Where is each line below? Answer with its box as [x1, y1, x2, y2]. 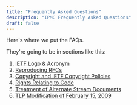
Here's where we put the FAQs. [6, 37, 84, 44]
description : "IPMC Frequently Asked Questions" [6, 14, 132, 21]
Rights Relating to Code [15, 79, 74, 86]
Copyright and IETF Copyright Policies [15, 73, 111, 80]
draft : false [6, 20, 39, 26]
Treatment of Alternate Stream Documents [15, 86, 121, 93]
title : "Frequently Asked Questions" [6, 8, 102, 15]
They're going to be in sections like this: [6, 48, 106, 56]
